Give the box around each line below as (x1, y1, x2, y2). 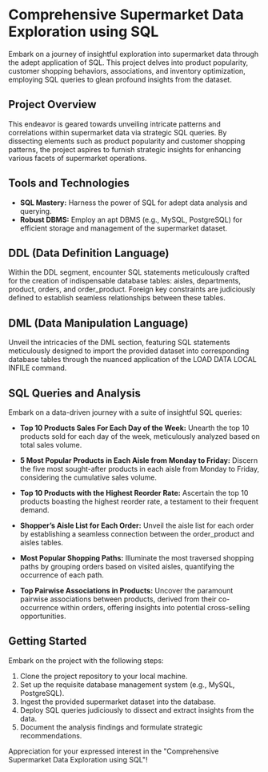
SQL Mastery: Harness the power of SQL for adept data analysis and (19, 198, 248, 207)
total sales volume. (19, 440, 82, 449)
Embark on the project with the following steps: (8, 655, 164, 665)
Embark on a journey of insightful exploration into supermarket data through (8, 49, 258, 58)
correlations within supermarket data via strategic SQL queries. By (8, 127, 227, 137)
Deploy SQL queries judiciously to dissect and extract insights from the (19, 705, 254, 714)
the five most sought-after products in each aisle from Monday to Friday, (19, 464, 260, 473)
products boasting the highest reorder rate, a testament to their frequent (19, 497, 258, 506)
